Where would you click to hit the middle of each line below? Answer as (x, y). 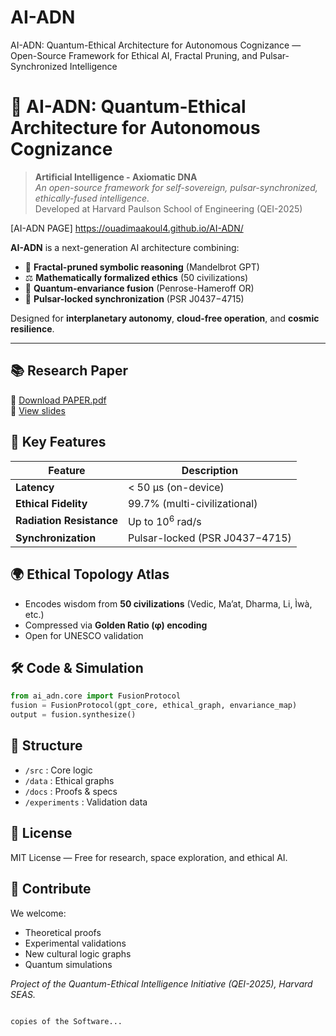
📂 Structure (46, 746)
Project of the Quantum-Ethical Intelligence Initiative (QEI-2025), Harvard (161, 983)
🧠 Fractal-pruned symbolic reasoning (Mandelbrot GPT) (142, 267)
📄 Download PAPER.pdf (58, 400)
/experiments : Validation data (86, 802)
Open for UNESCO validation (84, 635)
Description (210, 470)
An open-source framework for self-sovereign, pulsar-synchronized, (176, 187)
